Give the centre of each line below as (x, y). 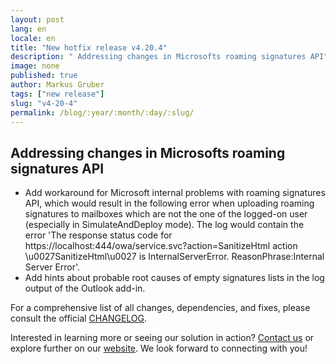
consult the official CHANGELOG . (79, 318)
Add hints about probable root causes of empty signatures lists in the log (174, 278)
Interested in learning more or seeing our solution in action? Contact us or (162, 338)
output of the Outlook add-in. (85, 288)
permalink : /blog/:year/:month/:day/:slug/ (102, 112)
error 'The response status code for (98, 235)
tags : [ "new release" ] (57, 94)
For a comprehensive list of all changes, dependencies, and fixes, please (160, 308)
